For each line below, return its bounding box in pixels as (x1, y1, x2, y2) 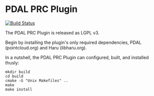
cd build (5, 73, 24, 78)
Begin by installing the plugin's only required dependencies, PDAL (5, 39, 141, 45)
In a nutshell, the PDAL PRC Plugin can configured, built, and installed (5, 54, 149, 60)
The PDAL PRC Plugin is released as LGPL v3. (5, 29, 100, 35)
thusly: (5, 59, 19, 65)
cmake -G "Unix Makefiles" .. (5, 78, 69, 83)
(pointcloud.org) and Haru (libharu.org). (5, 44, 87, 50)
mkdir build (5, 69, 30, 74)
